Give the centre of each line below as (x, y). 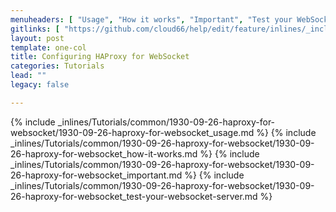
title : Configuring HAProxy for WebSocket (100, 57)
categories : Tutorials (57, 66)
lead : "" (28, 76)
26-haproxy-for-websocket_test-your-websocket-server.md (134, 196)
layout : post (37, 38)
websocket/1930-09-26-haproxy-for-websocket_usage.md (132, 132)
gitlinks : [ (35, 29)
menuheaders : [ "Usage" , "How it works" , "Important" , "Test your (151, 19)
